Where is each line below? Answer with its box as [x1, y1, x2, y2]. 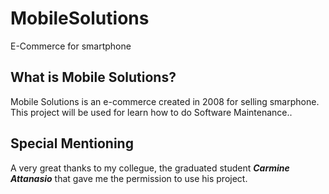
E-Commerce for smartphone [10, 40, 132, 52]
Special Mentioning [10, 135, 134, 152]
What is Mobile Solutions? [10, 69, 177, 86]
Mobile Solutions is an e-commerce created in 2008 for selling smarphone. [10, 95, 320, 107]
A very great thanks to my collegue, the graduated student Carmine [10, 162, 290, 174]
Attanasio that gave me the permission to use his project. [10, 172, 248, 184]
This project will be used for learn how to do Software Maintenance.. [10, 106, 293, 118]
